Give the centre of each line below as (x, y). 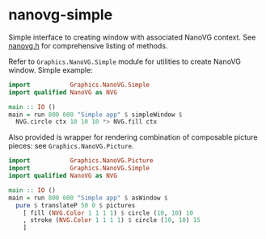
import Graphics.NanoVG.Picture (81, 161)
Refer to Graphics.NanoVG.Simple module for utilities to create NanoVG (125, 61)
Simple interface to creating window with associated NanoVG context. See (132, 37)
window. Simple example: (51, 69)
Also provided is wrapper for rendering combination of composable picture (133, 137)
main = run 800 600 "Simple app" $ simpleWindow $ (95, 115)
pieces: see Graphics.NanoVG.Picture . (71, 146)
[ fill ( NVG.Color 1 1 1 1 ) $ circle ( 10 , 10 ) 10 (108, 213)
